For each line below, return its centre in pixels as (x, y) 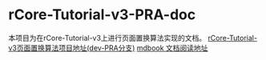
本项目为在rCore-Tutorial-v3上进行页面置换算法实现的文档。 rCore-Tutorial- (133, 38)
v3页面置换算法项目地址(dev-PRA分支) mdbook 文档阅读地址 (108, 48)
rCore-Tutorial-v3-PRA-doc (102, 15)
